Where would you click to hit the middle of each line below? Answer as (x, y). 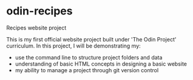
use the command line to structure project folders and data (89, 57)
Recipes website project (36, 28)
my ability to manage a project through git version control (87, 70)
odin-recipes (39, 11)
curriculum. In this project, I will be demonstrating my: (73, 46)
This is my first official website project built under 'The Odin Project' (91, 39)
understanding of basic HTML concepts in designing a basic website (101, 64)
